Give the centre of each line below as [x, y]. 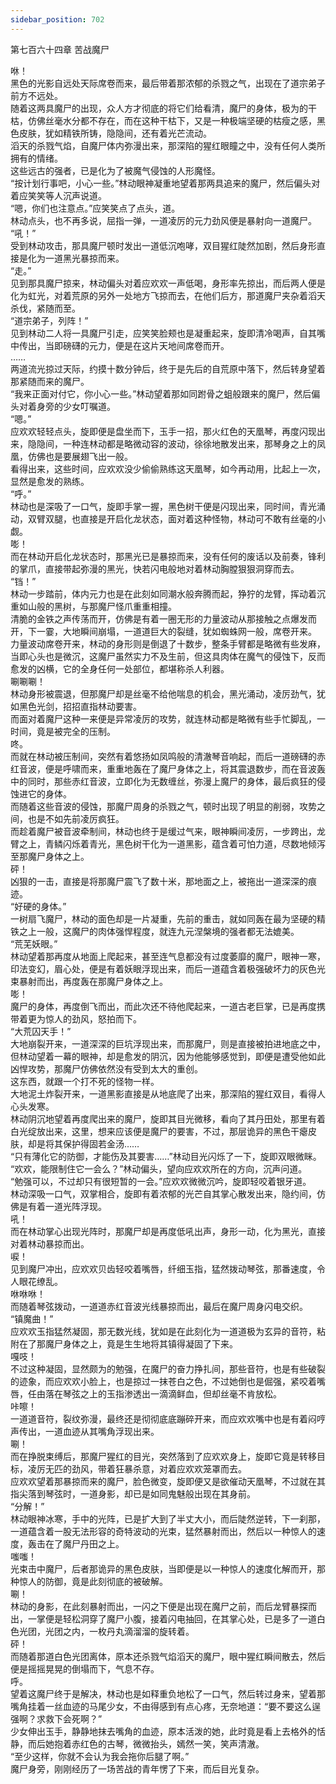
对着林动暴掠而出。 [50, 1243]
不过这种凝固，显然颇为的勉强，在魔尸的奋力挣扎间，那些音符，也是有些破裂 [168, 1368]
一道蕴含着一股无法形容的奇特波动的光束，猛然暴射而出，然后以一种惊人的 [163, 1531]
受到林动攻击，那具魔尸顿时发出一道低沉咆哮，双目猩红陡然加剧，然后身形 [163, 245]
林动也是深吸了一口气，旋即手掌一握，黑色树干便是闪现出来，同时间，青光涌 [168, 506]
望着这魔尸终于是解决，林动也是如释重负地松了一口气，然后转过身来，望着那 [168, 1693]
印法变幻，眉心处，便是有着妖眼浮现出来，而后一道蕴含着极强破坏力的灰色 [163, 968]
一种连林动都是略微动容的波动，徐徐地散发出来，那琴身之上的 [189, 443]
